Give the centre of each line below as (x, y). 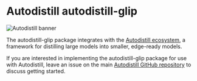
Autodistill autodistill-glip (72, 11)
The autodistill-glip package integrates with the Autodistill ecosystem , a (96, 40)
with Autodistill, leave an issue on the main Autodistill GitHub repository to (99, 65)
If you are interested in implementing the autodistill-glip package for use (97, 58)
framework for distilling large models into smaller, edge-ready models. (94, 46)
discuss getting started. (36, 71)
